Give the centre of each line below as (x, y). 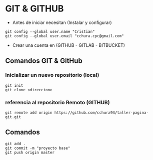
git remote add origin (29, 113)
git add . (15, 144)
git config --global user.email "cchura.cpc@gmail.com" (64, 36)
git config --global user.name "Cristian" (50, 31)
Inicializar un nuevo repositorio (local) (52, 75)
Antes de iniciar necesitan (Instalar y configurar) (62, 22)
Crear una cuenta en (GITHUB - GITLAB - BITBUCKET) (68, 45)
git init (14, 85)
